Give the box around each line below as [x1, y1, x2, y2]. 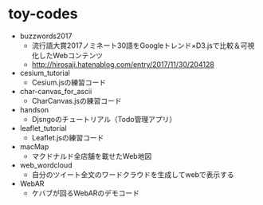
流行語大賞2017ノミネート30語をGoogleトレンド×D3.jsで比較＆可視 [31, 41, 255, 50]
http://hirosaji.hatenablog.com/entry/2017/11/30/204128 [31, 59, 215, 69]
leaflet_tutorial [19, 123, 67, 132]
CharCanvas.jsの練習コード [31, 96, 122, 105]
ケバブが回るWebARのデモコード [31, 188, 140, 198]
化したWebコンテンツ [31, 50, 104, 60]
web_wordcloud [19, 160, 73, 170]
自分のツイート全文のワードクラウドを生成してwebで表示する [31, 169, 235, 179]
